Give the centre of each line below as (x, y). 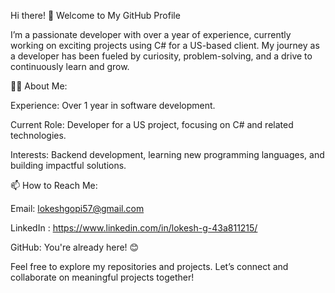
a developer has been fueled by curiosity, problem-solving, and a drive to (161, 56)
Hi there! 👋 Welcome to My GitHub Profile (95, 15)
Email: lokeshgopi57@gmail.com (77, 208)
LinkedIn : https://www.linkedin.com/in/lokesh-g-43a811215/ (134, 228)
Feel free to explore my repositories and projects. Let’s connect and (149, 266)
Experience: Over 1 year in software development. (113, 105)
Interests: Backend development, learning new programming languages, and (167, 154)
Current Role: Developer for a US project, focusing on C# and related (152, 124)
